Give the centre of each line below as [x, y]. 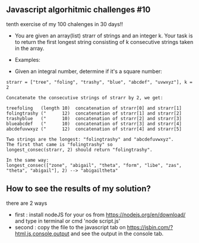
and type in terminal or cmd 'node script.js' [67, 221]
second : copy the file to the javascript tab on [70, 227]
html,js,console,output [42, 233]
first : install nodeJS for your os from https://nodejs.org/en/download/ [100, 214]
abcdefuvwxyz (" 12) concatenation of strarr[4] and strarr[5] [94, 129]
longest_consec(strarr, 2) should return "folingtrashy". [79, 150]
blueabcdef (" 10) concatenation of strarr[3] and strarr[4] [94, 124]
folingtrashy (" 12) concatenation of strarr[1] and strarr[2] [94, 113]
